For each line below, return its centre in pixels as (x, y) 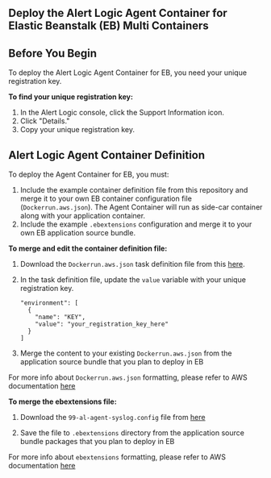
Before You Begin (53, 53)
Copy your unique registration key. (77, 130)
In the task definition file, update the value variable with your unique (133, 280)
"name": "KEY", (60, 318)
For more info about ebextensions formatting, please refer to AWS (117, 457)
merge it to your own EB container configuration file (106, 199)
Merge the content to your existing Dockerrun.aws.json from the (126, 353)
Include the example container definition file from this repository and (134, 190)
